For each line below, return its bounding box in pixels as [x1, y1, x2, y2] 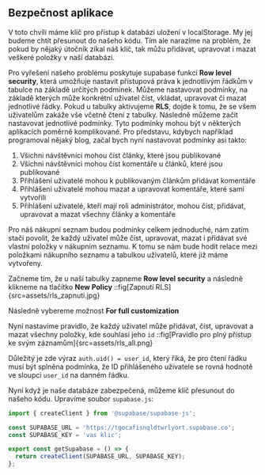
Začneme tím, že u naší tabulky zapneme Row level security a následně [8, 273, 244, 283]
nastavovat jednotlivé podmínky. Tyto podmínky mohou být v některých [8, 118, 241, 127]
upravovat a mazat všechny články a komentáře [19, 209, 176, 218]
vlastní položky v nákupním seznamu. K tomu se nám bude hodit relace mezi [8, 241, 258, 251]
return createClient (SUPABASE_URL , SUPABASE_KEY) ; [15, 453, 186, 461]
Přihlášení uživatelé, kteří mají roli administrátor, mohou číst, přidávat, [19, 201, 247, 211]
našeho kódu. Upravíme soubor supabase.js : [8, 393, 154, 403]
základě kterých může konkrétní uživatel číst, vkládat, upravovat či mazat [8, 93, 247, 102]
